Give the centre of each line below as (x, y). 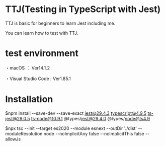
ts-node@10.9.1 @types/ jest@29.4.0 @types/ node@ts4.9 (90, 118)
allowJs (13, 139)
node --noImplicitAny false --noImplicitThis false (94, 133)
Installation (29, 99)
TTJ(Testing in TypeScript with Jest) (83, 9)
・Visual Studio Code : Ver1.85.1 (38, 79)
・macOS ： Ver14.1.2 (28, 68)
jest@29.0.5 (18, 118)
